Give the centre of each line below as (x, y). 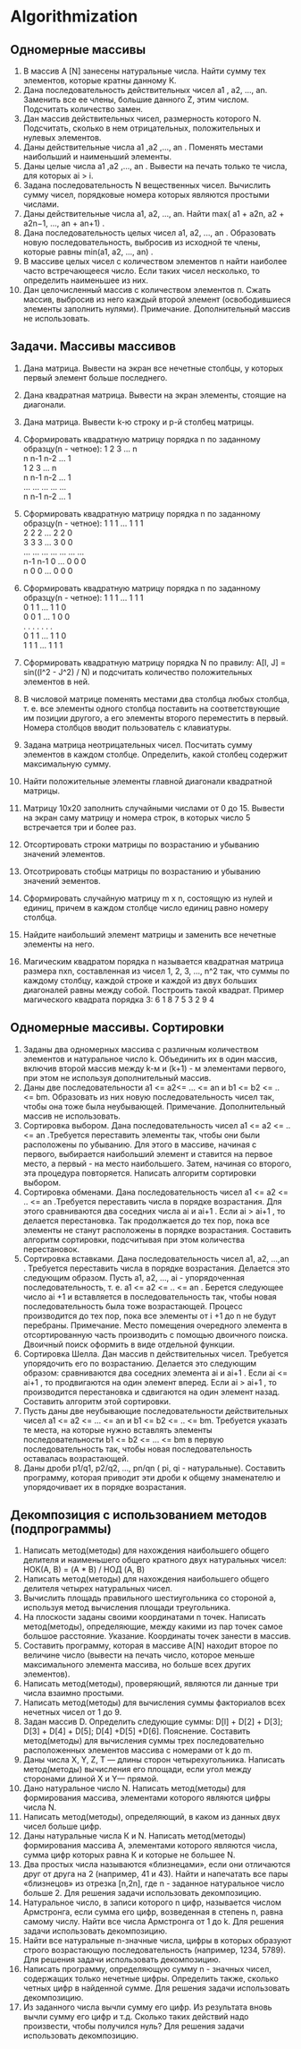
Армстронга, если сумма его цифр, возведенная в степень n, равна (153, 1912)
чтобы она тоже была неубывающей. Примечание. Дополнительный (154, 1106)
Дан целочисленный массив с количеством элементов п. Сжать (147, 290)
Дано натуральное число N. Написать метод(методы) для (134, 1788)
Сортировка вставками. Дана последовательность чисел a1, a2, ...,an (156, 1258)
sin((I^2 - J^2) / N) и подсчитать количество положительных (138, 672)
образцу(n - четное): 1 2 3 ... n (80, 449)
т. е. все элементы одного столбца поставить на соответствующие (151, 708)
